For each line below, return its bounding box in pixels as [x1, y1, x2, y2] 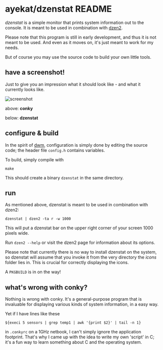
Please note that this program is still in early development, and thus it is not [5, 34, 157, 40]
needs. [5, 44, 19, 50]
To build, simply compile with [5, 156, 64, 162]
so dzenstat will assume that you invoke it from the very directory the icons [5, 254, 157, 260]
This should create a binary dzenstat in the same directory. [5, 175, 124, 180]
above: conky [5, 105, 33, 111]
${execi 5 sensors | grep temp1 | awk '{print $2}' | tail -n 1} [5, 320, 141, 326]
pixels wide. [5, 230, 29, 236]
